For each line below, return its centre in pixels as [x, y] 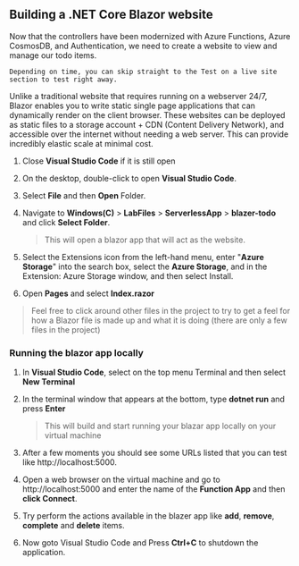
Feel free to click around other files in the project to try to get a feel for [161, 310]
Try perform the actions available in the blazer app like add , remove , [148, 516]
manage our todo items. [53, 55]
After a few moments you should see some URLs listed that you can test [154, 453]
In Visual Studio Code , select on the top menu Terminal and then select [154, 372]
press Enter [44, 409]
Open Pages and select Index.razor [88, 293]
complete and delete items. [73, 526]
